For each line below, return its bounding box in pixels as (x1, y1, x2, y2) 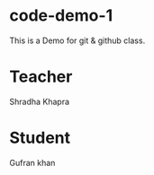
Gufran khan (9, 157, 56, 168)
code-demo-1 (9, 5, 113, 26)
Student (9, 127, 71, 148)
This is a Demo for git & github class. (9, 35, 146, 46)
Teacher (9, 66, 73, 87)
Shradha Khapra (9, 96, 70, 107)
